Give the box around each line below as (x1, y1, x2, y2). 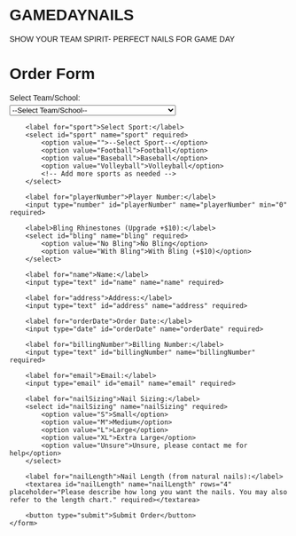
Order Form (9, 65, 96, 83)
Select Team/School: (9, 92, 81, 103)
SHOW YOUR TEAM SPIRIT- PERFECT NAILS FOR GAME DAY (9, 34, 236, 43)
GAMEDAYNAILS (9, 6, 135, 25)
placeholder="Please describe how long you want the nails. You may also (9, 487, 288, 496)
